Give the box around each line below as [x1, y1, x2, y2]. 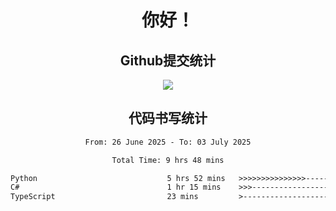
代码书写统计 [128, 110, 208, 127]
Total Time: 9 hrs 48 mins [111, 155, 225, 165]
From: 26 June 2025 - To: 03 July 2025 [84, 137, 252, 147]
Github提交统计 [119, 52, 217, 69]
